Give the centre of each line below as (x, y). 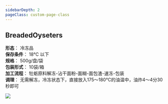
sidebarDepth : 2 (22, 10)
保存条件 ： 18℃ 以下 (27, 54)
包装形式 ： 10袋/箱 (25, 67)
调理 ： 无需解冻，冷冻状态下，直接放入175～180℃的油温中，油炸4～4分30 (84, 80)
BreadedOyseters (34, 35)
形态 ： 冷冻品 (19, 48)
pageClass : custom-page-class (38, 15)
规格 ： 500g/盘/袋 (24, 61)
